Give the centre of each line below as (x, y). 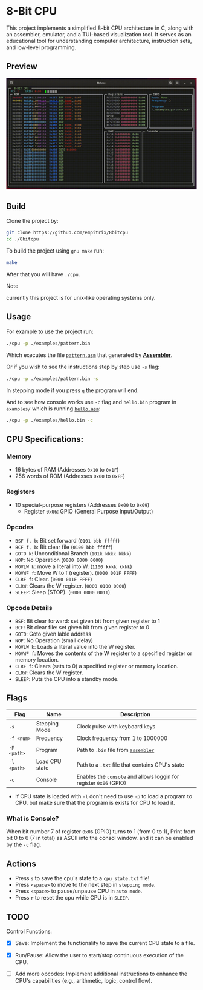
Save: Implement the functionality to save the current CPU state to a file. (105, 943)
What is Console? (33, 819)
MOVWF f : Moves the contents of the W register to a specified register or (103, 653)
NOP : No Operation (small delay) (54, 640)
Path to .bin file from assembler (115, 750)
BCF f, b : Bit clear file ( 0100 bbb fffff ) (64, 547)
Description (136, 714)
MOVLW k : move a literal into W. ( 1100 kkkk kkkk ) (73, 566)
